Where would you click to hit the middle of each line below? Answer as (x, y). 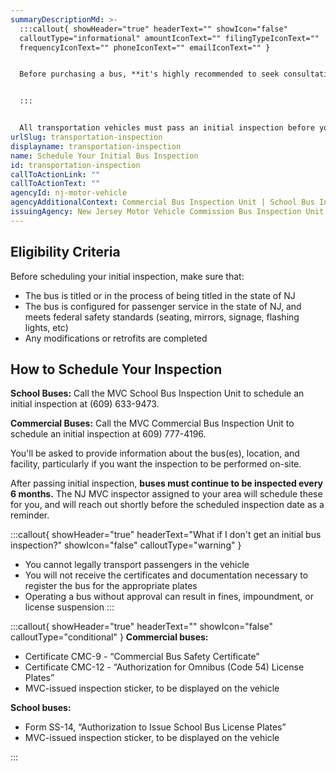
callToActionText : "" (55, 184)
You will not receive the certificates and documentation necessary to (166, 575)
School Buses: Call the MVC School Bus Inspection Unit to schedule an (157, 393)
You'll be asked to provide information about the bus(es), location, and (155, 453)
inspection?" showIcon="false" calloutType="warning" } (126, 545)
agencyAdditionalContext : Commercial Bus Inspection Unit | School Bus (162, 202)
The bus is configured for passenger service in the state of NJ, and (163, 306)
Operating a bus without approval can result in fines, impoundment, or (169, 597)
